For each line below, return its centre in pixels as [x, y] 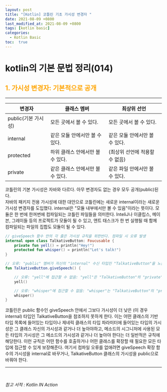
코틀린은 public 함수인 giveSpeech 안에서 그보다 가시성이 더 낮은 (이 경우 [77, 310]
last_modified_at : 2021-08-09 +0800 [43, 24]
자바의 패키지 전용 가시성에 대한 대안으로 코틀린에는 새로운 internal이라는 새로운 [83, 201]
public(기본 [20, 118]
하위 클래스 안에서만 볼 [75, 152]
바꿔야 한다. [17, 360]
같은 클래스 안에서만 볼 [75, 169]
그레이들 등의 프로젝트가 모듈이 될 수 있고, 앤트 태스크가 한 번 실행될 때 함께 [84, 220]
